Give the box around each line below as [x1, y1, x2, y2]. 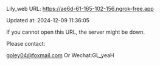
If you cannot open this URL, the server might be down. [6, 28, 145, 36]
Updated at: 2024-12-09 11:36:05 [6, 17, 90, 23]
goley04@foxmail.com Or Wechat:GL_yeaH [6, 52, 114, 59]
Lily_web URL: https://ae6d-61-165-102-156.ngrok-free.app [6, 5, 154, 12]
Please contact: [6, 40, 46, 47]
